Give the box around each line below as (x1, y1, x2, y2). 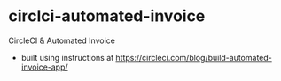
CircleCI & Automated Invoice (8, 35, 116, 46)
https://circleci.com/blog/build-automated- (115, 52, 272, 63)
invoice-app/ (20, 62, 68, 72)
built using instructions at (20, 52, 114, 63)
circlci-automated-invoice (8, 6, 206, 26)
